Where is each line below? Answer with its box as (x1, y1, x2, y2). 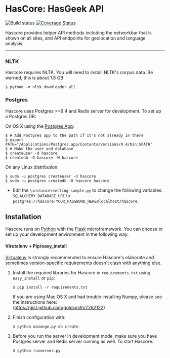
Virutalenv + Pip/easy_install (5, 243, 67, 249)
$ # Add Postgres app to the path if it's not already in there (5, 133, 144, 138)
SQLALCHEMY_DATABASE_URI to (12, 192, 71, 198)
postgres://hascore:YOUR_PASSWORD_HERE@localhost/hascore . (12, 198, 139, 204)
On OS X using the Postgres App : (5, 123, 74, 129)
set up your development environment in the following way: (5, 231, 129, 237)
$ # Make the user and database (5, 146, 73, 151)
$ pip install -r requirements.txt (12, 284, 88, 290)
